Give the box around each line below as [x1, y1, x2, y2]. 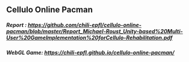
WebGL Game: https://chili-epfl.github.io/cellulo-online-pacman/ [6, 49, 175, 56]
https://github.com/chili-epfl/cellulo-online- [28, 21, 142, 29]
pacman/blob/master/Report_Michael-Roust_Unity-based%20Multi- [6, 27, 184, 35]
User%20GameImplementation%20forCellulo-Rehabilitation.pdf [6, 34, 173, 41]
